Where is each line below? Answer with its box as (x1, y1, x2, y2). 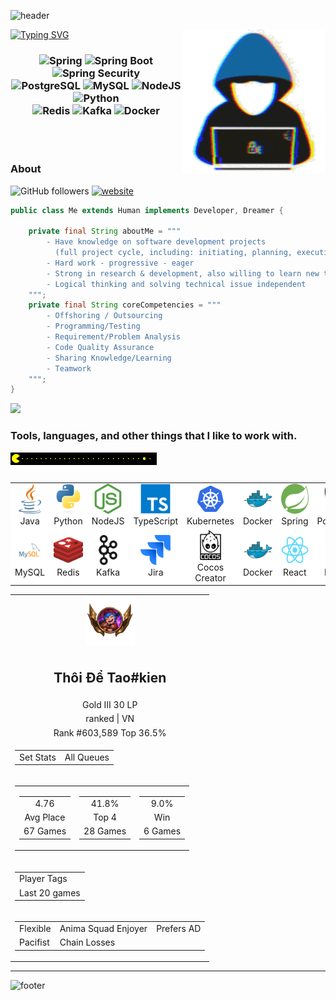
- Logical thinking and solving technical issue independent (46, 279, 307, 289)
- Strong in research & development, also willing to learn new (46, 268, 320, 279)
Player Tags (19, 873, 68, 885)
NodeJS (91, 515, 125, 527)
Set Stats (19, 751, 57, 763)
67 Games (23, 825, 67, 837)
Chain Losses (59, 936, 116, 949)
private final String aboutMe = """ (28, 226, 182, 237)
